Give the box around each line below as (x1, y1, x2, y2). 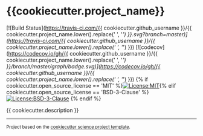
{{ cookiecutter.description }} (6, 106, 79, 114)
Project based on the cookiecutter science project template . (6, 124, 131, 130)
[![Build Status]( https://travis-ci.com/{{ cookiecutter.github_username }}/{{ (6, 24, 192, 31)
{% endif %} (70, 95, 101, 102)
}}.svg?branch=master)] (127, 30, 188, 37)
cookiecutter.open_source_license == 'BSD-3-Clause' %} (6, 88, 149, 96)
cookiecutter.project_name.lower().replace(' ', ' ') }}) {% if (6, 76, 148, 83)
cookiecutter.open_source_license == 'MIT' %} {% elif (6, 82, 176, 89)
